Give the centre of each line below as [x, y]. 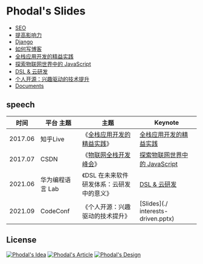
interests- [154, 211]
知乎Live [52, 139]
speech [21, 105]
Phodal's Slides [46, 11]
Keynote [167, 122]
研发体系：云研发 [106, 184]
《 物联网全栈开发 [106, 155]
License [21, 240]
